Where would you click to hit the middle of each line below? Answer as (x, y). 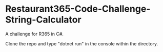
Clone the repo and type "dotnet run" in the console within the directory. (82, 43)
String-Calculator (43, 20)
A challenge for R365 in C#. (35, 34)
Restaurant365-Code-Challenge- (78, 9)
